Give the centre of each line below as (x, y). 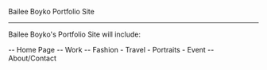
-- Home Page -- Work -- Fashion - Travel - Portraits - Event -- (111, 50)
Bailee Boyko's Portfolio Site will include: (75, 34)
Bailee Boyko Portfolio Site (52, 12)
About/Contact (33, 58)
